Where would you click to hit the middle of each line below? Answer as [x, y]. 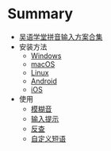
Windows [46, 56]
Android [44, 81]
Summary [40, 14]
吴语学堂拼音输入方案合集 [61, 37]
